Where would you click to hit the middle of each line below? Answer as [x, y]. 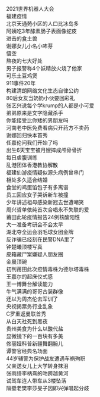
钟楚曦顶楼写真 [24, 247]
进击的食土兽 [22, 38]
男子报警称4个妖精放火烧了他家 [44, 68]
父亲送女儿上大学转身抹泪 [37, 366]
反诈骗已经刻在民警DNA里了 [41, 239]
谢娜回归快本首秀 [27, 135]
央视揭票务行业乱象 [30, 306]
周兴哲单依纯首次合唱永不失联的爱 [48, 210]
